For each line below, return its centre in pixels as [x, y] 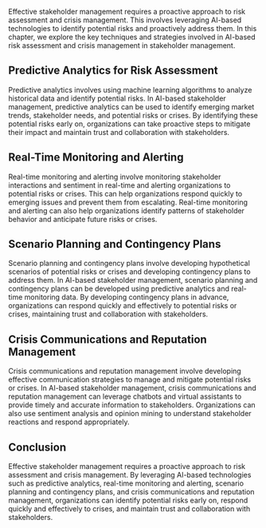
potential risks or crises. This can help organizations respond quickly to [125, 193]
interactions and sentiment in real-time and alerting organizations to [119, 185]
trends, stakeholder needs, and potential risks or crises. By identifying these [133, 115]
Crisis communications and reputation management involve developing [125, 371]
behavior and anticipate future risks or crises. [83, 219]
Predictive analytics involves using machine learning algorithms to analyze [130, 89]
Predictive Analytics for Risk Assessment [113, 71]
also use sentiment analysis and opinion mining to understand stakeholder [130, 414]
